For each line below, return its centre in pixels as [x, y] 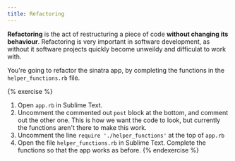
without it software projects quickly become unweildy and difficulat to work [117, 49]
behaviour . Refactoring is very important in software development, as [109, 41]
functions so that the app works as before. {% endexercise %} [108, 150]
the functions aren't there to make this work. [82, 127]
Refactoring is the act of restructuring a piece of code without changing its [118, 34]
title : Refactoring [36, 14]
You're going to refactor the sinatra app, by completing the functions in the [116, 70]
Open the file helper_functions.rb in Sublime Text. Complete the [112, 143]
